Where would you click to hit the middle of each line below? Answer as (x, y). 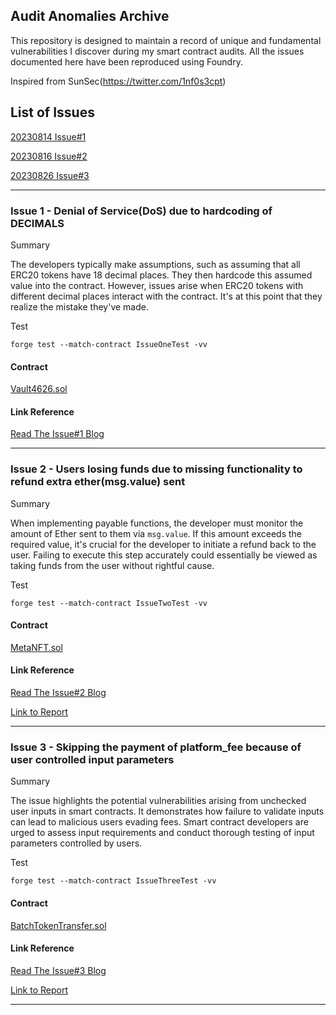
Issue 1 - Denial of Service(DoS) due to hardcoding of (141, 211)
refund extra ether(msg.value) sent (98, 482)
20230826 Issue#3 (50, 175)
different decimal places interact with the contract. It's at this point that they (166, 296)
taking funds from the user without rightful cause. (112, 565)
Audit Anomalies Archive (90, 16)
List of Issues (52, 112)
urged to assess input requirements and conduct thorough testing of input (162, 833)
